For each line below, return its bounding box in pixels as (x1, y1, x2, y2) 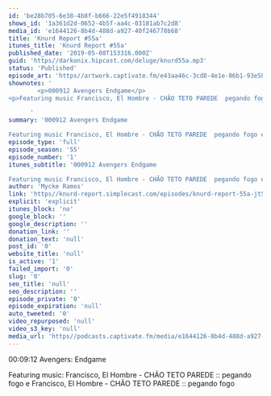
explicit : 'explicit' (8, 198, 81, 206)
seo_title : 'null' (8, 279, 70, 288)
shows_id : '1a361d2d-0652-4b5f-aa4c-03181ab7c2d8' (8, 19, 182, 27)
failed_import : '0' (8, 265, 74, 273)
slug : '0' (8, 272, 42, 280)
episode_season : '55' (8, 146, 81, 154)
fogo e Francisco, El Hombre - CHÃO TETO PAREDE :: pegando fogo (8, 378, 236, 388)
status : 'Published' (8, 64, 78, 72)
